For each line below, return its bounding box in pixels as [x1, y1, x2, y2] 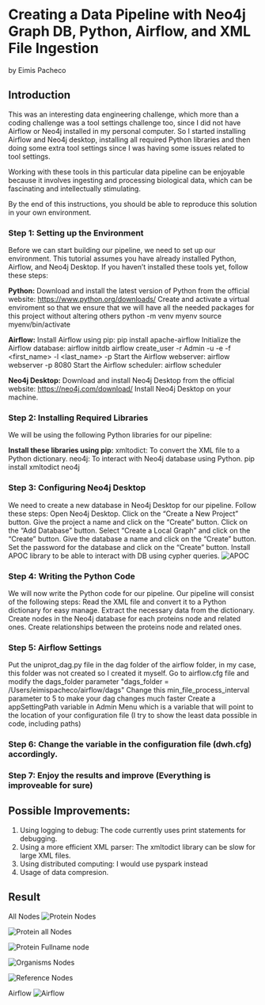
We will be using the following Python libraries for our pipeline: [8, 430, 212, 440]
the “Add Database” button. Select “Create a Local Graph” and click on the [8, 525, 251, 535]
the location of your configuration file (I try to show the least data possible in [8, 711, 257, 720]
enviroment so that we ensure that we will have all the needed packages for [8, 303, 255, 312]
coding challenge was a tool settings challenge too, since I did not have [8, 117, 241, 128]
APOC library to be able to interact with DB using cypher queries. [8, 551, 220, 560]
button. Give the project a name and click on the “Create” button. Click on [8, 517, 248, 526]
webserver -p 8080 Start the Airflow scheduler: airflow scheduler [8, 361, 221, 370]
